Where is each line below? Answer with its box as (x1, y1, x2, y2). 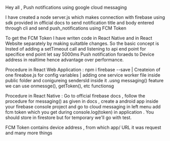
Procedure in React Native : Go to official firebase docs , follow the (5, 93, 145, 99)
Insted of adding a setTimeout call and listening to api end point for (5, 46, 147, 52)
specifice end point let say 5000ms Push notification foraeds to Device (5, 51, 155, 57)
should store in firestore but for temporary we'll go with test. (5, 114, 132, 121)
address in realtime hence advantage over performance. (5, 57, 124, 63)
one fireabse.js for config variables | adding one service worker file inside (5, 72, 161, 78)
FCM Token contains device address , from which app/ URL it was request (5, 125, 162, 130)
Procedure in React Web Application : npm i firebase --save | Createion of (5, 66, 161, 73)
